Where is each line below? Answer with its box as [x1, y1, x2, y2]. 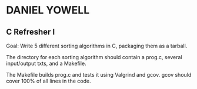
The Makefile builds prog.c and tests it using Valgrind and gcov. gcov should [6, 71, 192, 78]
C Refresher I [6, 27, 55, 37]
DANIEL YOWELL [6, 4, 90, 17]
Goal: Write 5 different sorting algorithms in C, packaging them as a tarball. [6, 42, 188, 49]
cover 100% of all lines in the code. [6, 77, 91, 84]
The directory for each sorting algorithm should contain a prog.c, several [6, 54, 182, 60]
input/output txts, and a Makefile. [6, 60, 86, 67]
